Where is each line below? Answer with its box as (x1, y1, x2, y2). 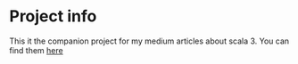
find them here (9, 44, 64, 55)
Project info (9, 6, 97, 27)
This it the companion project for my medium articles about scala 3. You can (9, 36, 290, 46)
